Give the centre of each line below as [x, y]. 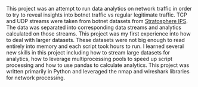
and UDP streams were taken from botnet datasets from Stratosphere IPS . [97, 21]
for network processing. [36, 78]
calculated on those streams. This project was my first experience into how [98, 34]
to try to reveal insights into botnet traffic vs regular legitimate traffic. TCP [97, 15]
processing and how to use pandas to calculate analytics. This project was [98, 65]
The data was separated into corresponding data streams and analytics [94, 27]
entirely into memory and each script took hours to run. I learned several [95, 46]
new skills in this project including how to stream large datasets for [88, 52]
